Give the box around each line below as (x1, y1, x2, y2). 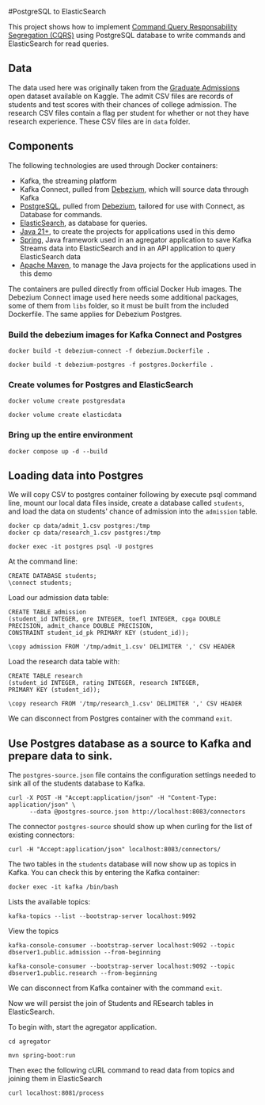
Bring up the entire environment (8, 430, 134, 441)
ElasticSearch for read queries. (8, 39, 109, 48)
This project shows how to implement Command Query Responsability (8, 22, 237, 31)
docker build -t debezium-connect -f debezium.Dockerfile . (8, 346, 211, 355)
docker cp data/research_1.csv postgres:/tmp (8, 529, 161, 537)
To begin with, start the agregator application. (8, 1023, 157, 1032)
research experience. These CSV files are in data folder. (8, 117, 191, 126)
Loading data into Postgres (8, 468, 144, 482)
